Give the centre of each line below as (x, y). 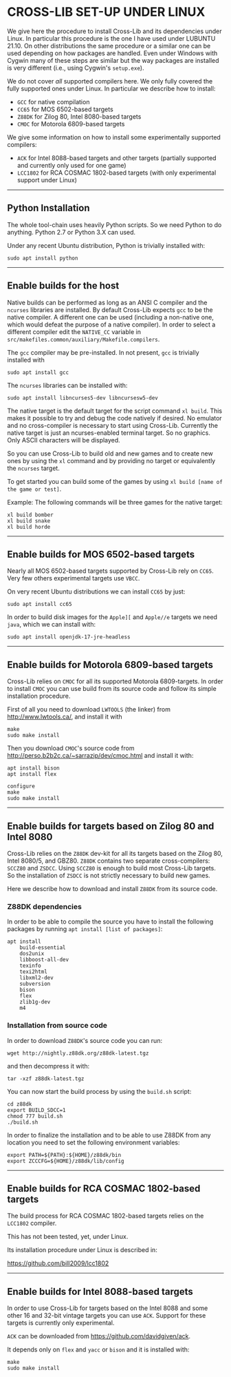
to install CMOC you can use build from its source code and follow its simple (112, 689)
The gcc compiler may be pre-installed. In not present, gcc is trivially (103, 352)
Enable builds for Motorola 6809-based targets (110, 664)
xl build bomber (30, 515)
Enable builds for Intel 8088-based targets (100, 1291)
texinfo (30, 966)
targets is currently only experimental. (61, 1323)
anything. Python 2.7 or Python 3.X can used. (71, 232)
